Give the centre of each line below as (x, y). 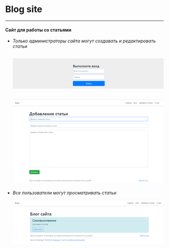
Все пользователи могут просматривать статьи (64, 193)
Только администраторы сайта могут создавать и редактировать (84, 41)
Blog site (24, 9)
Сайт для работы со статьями (38, 30)
